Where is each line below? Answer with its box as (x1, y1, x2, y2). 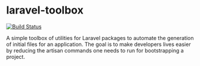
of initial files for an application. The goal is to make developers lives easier (6, 41, 191, 48)
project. (6, 53, 26, 60)
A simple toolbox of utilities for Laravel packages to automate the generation (6, 34, 194, 41)
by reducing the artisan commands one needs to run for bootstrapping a (6, 47, 184, 54)
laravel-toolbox (6, 4, 84, 17)
